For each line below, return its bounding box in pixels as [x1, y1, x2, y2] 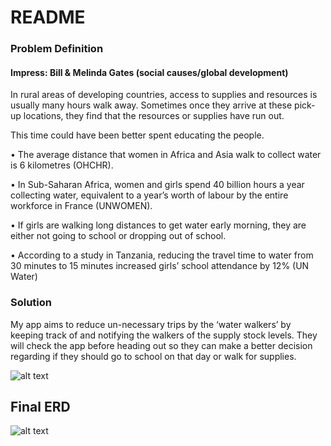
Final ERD [10, 399, 71, 415]
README [10, 6, 86, 29]
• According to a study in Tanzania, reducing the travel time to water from [10, 249, 314, 261]
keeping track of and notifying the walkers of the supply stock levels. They [10, 329, 318, 341]
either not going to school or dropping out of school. [10, 230, 227, 242]
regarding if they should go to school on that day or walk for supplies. [10, 350, 297, 362]
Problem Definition [10, 42, 104, 56]
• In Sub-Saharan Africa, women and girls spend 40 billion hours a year [10, 179, 305, 191]
